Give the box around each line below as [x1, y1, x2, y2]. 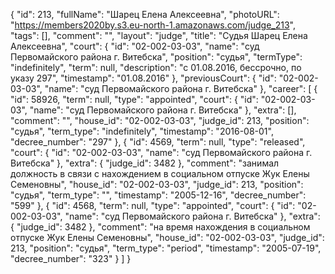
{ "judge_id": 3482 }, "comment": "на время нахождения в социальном [10, 221, 311, 233]
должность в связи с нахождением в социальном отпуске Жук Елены [10, 168, 310, 179]
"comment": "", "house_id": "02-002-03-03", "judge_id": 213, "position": [10, 115, 310, 126]
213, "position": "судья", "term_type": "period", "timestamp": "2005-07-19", [10, 242, 322, 254]
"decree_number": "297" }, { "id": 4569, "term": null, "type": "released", [10, 136, 306, 148]
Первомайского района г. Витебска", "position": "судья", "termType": [10, 51, 303, 63]
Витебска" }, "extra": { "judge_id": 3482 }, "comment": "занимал [10, 157, 280, 169]
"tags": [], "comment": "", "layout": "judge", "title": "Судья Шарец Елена [10, 30, 308, 41]
